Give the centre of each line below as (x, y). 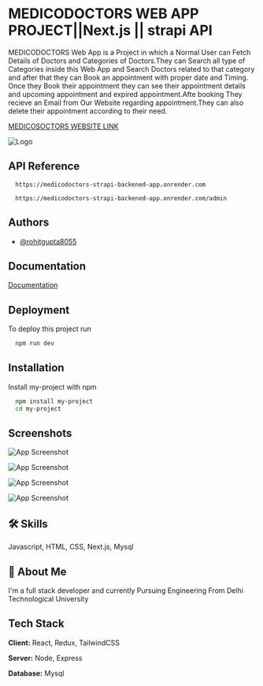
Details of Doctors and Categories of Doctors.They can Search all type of (127, 61)
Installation (36, 368)
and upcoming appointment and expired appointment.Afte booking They (125, 94)
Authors (29, 223)
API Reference (44, 166)
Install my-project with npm (52, 386)
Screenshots (40, 433)
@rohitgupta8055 (48, 241)
